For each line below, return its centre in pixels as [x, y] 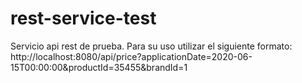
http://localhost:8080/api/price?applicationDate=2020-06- [131, 56]
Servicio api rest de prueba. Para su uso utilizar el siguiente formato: [151, 46]
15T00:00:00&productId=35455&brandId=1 [99, 67]
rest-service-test [83, 18]
